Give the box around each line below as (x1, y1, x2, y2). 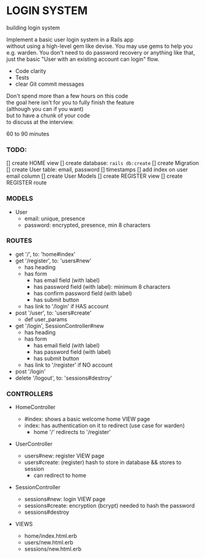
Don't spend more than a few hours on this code (6, 92, 129, 99)
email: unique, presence (24, 215, 86, 222)
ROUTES (6, 237, 32, 245)
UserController (15, 440, 53, 448)
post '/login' (15, 367, 46, 375)
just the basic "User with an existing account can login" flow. (6, 55, 160, 63)
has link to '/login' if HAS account (24, 302, 109, 310)
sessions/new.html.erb (24, 545, 81, 552)
